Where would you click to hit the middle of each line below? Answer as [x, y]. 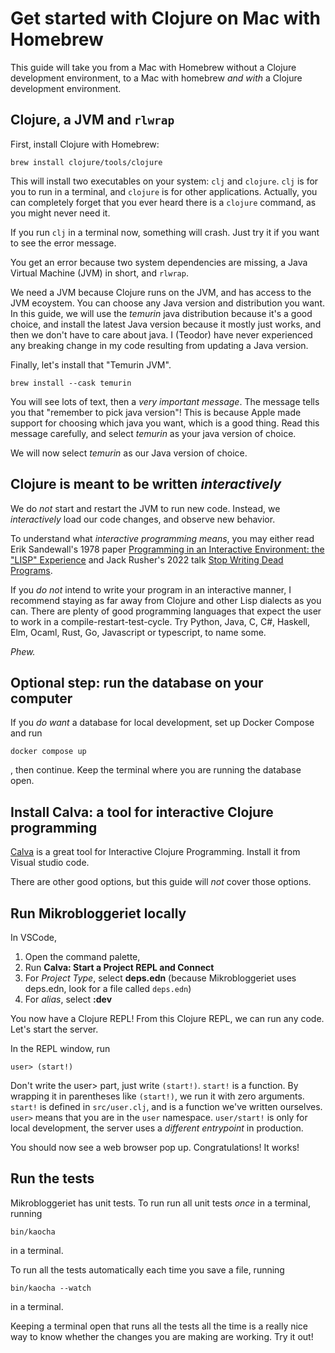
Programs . [31, 570]
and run [26, 733]
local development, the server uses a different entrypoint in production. [157, 1128]
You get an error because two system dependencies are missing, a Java [159, 262]
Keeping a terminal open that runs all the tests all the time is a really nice [159, 1326]
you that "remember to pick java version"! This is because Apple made [156, 412]
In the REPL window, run [60, 1048]
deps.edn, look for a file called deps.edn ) [108, 988]
